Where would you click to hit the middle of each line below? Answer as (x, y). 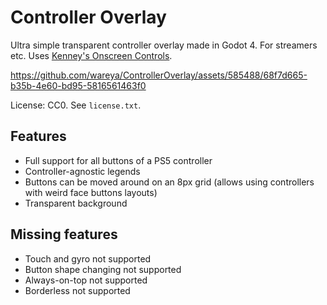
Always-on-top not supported (86, 280)
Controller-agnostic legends (82, 171)
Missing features (64, 234)
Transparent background (76, 203)
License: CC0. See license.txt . (76, 105)
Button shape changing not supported (103, 269)
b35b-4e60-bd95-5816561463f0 (78, 85)
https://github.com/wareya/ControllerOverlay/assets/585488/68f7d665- (159, 75)
